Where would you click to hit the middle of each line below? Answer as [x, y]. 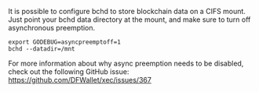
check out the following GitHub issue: [69, 72]
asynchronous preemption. [52, 28]
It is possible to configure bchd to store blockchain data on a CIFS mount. [127, 11]
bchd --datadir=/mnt [42, 49]
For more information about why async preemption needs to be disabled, [126, 63]
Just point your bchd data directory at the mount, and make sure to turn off [129, 19]
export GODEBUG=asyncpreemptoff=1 [65, 42]
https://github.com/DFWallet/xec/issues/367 [80, 80]
